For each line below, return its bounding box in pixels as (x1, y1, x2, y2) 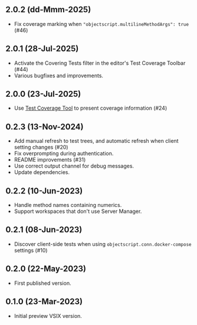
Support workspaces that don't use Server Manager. (14, 208, 142, 215)
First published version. (14, 280, 71, 287)
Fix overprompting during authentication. (14, 150, 114, 157)
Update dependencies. (14, 169, 70, 176)
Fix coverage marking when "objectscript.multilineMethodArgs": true (14, 20, 189, 27)
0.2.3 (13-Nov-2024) (5, 122, 84, 132)
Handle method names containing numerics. (14, 202, 122, 209)
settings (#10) (14, 247, 48, 254)
